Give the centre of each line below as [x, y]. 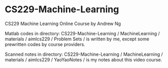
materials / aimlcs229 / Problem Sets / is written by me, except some [77, 39]
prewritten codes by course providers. [45, 44]
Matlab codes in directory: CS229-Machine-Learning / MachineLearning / [82, 33]
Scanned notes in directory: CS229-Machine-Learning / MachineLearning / [84, 54]
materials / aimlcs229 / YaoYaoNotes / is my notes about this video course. [83, 59]
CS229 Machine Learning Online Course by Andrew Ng [63, 24]
